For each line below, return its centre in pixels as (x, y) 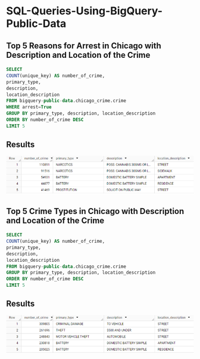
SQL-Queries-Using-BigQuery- (84, 11)
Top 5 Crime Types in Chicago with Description (95, 211)
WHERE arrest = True (29, 107)
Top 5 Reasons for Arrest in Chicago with (84, 46)
